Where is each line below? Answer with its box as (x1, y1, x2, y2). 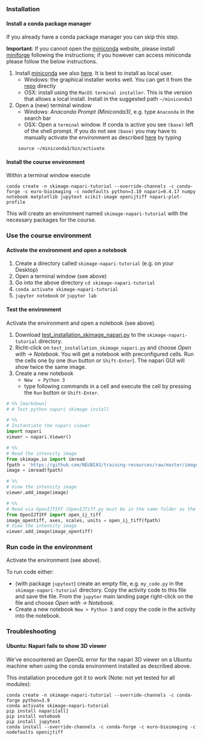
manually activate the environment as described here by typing (24, 134, 181, 141)
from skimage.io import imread (6, 456, 85, 462)
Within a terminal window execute (6, 172, 91, 179)
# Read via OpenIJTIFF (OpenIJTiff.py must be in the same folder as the (6, 506, 196, 512)
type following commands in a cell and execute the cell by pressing (24, 382, 192, 390)
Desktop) (14, 266, 38, 273)
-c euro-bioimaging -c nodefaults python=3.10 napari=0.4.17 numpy (22, 189, 196, 195)
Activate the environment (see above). (6, 557, 101, 564)
